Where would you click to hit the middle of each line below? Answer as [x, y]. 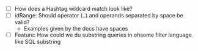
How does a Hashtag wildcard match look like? [73, 9]
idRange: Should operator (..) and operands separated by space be [99, 16]
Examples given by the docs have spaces [76, 29]
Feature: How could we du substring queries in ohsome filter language [103, 35]
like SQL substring [38, 42]
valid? [22, 22]
